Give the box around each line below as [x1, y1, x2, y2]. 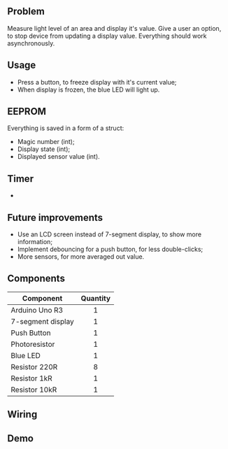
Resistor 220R [10, 362, 58, 371]
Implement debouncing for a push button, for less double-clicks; [17, 245, 204, 254]
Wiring [7, 408, 38, 420]
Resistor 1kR [10, 373, 52, 383]
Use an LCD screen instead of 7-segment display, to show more [17, 230, 201, 238]
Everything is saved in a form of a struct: [7, 124, 124, 132]
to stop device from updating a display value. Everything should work [7, 31, 208, 40]
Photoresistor [10, 339, 55, 349]
